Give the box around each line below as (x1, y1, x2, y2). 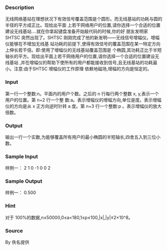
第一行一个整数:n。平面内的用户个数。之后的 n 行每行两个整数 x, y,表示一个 (5, 90, 160, 96)
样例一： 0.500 (5, 190, 36, 196)
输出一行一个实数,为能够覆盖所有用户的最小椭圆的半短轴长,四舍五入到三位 (5, 134, 157, 140)
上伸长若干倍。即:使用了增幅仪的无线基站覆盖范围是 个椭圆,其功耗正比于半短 (5, 47, 162, 53)
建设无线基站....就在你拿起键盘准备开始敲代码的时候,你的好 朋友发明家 (5, 28, 149, 34)
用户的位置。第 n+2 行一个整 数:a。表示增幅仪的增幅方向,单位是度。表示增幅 (5, 97, 162, 103)
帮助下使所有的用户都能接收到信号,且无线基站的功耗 (46, 59, 154, 66)
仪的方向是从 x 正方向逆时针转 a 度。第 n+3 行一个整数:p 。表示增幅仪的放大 (5, 103, 162, 109)
